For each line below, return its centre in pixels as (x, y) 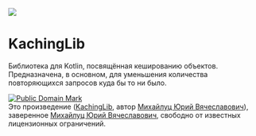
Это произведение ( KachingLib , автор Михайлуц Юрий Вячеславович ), (128, 107)
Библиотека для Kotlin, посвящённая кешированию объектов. (113, 66)
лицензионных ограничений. (57, 123)
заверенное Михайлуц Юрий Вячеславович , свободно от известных (124, 115)
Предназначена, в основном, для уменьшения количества (108, 74)
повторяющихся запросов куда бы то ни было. (87, 83)
